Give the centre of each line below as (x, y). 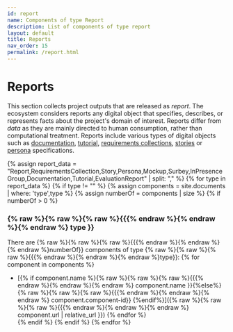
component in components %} (51, 265)
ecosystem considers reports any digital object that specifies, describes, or (115, 113)
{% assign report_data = (42, 163)
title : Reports (29, 40)
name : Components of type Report (56, 20)
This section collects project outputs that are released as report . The (105, 106)
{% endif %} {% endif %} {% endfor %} (74, 322)
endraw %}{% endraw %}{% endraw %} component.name (102, 285)
